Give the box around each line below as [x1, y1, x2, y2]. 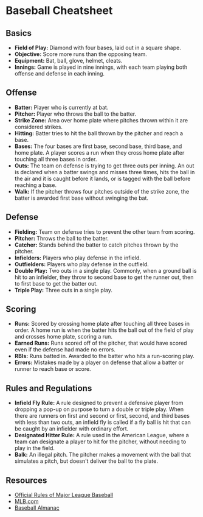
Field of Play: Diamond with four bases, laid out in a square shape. [14, 44, 182, 51]
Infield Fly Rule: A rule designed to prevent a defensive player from [14, 399, 184, 407]
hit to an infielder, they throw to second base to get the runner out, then [14, 273, 194, 281]
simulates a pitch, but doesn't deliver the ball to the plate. [14, 457, 159, 465]
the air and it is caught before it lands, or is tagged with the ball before [14, 175, 191, 182]
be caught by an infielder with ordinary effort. [14, 425, 129, 432]
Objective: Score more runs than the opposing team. [14, 51, 147, 58]
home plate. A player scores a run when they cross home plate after [14, 149, 185, 156]
